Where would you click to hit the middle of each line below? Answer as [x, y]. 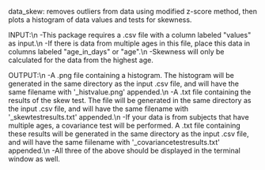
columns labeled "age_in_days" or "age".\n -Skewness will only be [116, 52]
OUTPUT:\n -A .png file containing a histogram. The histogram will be [121, 75]
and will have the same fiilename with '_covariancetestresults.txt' [114, 142]
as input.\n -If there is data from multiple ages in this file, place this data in [129, 43]
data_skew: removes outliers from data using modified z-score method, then [132, 11]
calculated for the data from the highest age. [81, 60]
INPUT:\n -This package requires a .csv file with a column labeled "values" [130, 35]
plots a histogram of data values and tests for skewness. [100, 20]
